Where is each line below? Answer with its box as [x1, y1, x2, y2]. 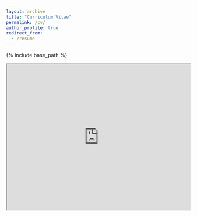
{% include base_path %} [6, 52, 68, 58]
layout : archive [6, 8, 45, 15]
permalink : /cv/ [6, 19, 45, 25]
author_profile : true [6, 25, 59, 31]
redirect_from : [6, 30, 43, 36]
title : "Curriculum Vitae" [6, 14, 72, 20]
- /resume [11, 36, 35, 41]
